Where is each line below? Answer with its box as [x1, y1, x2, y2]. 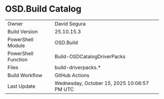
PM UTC [54, 86, 74, 93]
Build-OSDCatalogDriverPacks [54, 53, 126, 60]
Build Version [7, 28, 38, 35]
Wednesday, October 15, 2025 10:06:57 [54, 80, 149, 86]
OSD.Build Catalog [5, 3, 82, 15]
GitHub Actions [54, 72, 89, 79]
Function [7, 56, 28, 63]
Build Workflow [7, 72, 42, 79]
